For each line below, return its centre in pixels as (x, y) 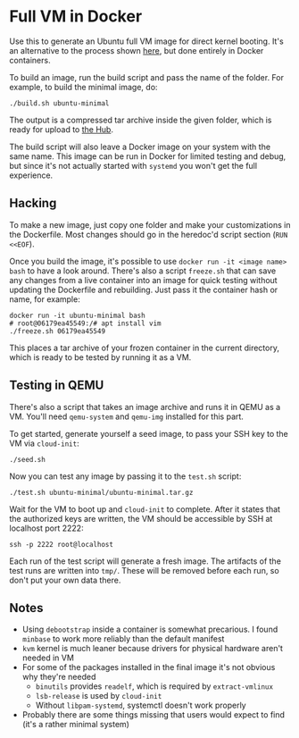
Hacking (33, 203)
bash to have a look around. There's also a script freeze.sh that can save (143, 271)
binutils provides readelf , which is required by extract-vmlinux (154, 686)
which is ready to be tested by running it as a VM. (100, 357)
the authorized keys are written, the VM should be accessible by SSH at (141, 518)
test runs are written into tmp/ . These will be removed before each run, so (144, 570)
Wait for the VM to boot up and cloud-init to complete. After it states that (145, 509)
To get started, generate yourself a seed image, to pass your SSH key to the (149, 433)
